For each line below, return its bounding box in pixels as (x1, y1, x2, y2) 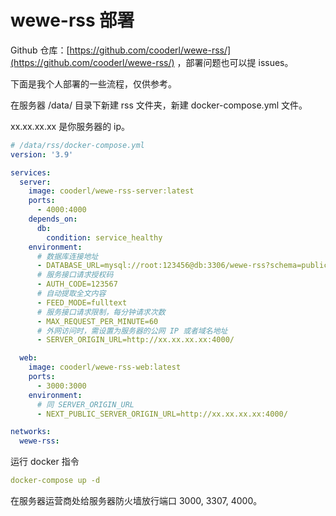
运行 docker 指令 (10, 456, 80, 468)
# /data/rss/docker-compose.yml (10, 140, 145, 150)
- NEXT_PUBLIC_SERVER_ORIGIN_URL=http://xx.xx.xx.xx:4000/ (36, 409, 288, 419)
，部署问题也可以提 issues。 (176, 56, 294, 68)
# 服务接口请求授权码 (36, 270, 114, 280)
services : (10, 167, 52, 178)
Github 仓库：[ (10, 44, 70, 56)
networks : (10, 427, 52, 437)
